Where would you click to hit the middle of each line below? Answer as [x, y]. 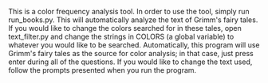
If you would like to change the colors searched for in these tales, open [125, 28]
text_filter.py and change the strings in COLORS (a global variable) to [121, 36]
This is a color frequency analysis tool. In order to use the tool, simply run [129, 11]
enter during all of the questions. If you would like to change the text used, [130, 62]
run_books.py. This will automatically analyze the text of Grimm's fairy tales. [133, 20]
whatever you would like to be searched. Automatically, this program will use [134, 45]
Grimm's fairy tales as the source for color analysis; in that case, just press [131, 53]
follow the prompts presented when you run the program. [102, 70]
